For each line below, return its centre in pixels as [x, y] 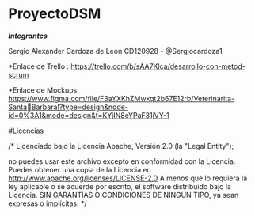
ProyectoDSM [55, 14]
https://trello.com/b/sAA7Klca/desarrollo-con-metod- [158, 66]
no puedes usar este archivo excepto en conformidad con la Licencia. [122, 161]
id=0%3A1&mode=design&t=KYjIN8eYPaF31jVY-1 [89, 115]
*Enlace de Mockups [43, 90]
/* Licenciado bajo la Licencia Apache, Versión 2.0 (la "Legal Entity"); [121, 146]
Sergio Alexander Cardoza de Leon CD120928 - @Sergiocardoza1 [116, 51]
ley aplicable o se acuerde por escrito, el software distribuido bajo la [120, 186]
